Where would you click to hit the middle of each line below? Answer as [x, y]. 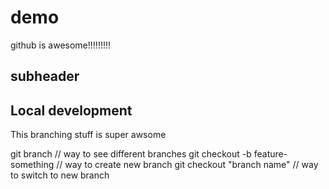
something [32, 165]
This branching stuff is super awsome [88, 135]
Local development [71, 110]
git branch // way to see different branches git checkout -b [131, 154]
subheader [45, 76]
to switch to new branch [60, 175]
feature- [270, 154]
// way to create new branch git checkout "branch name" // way [187, 165]
